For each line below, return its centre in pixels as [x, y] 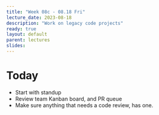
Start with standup [38, 92]
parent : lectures [28, 40]
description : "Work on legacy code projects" [65, 23]
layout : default [27, 34]
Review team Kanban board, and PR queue [69, 99]
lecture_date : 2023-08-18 [39, 18]
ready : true [21, 29]
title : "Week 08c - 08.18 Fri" [46, 12]
